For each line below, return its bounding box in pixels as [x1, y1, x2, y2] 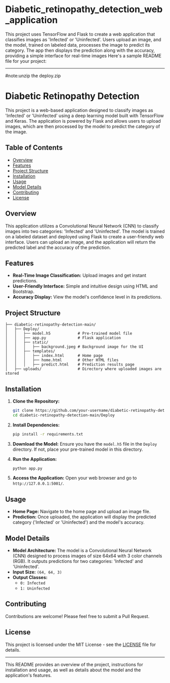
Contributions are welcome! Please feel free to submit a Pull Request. [5, 613, 150, 619]
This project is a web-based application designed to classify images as [5, 107, 153, 113]
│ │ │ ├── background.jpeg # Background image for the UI [5, 344, 144, 349]
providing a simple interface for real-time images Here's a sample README [5, 52, 162, 59]
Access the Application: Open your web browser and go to [12, 475, 137, 481]
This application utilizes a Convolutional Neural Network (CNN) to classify [5, 223, 159, 229]
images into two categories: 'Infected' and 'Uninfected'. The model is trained [5, 228, 165, 234]
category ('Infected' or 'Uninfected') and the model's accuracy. [12, 519, 145, 525]
